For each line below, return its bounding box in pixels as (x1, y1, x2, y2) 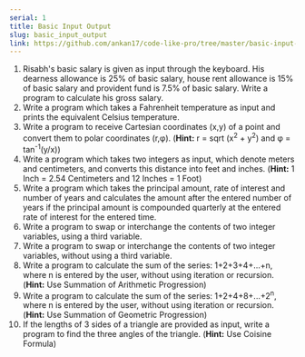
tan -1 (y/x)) (22, 142, 61, 154)
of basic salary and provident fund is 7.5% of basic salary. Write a (22, 83, 269, 94)
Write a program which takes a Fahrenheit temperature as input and (22, 102, 276, 114)
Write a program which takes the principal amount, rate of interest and (22, 183, 286, 193)
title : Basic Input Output (9, 22, 112, 31)
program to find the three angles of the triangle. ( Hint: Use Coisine (22, 329, 272, 340)
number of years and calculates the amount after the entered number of (22, 192, 292, 203)
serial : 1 (9, 13, 47, 23)
